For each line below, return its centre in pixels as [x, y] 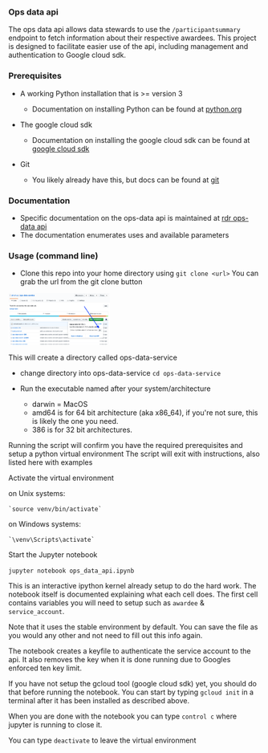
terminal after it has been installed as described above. [99, 700]
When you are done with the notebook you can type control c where [123, 716]
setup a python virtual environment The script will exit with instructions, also [134, 454]
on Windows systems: [45, 523]
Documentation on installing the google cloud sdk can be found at [141, 140]
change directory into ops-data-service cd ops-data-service [120, 372]
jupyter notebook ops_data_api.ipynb [71, 571]
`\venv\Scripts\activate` [51, 539]
